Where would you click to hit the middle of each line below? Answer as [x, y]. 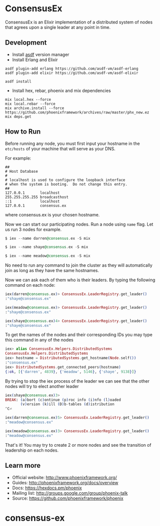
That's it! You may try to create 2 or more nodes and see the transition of [78, 445]
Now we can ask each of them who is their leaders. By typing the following [80, 280]
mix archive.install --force [35, 108]
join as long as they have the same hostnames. [52, 271]
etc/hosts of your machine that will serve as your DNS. [60, 149]
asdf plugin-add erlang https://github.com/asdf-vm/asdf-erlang [72, 69]
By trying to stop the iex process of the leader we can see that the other [77, 381]
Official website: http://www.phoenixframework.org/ [64, 477]
